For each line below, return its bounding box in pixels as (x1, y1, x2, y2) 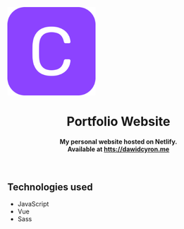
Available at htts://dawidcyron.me (67, 145, 170, 153)
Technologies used (7, 181, 93, 193)
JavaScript (17, 200, 49, 209)
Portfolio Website (66, 114, 171, 130)
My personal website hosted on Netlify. (59, 137, 178, 146)
